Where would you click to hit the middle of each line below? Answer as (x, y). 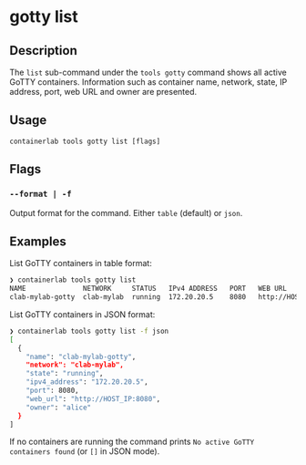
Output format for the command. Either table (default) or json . (126, 212)
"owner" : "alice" (59, 408)
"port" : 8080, (52, 391)
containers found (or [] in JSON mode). (85, 451)
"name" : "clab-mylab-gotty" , (81, 356)
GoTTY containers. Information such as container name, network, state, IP (148, 82)
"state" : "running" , (65, 374)
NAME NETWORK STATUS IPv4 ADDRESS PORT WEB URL (148, 289)
